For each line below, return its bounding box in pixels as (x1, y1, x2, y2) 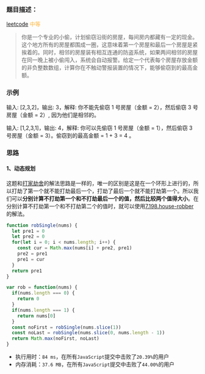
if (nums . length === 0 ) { (12, 290, 75, 296)
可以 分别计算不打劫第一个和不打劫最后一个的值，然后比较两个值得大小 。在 (11, 194, 199, 202)
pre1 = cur (17, 256, 45, 262)
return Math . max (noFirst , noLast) (12, 335, 99, 342)
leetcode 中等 (6, 20, 41, 28)
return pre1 (12, 268, 43, 274)
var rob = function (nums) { (6, 284, 78, 291)
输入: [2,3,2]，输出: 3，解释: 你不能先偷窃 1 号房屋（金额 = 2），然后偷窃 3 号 (6, 103, 198, 111)
